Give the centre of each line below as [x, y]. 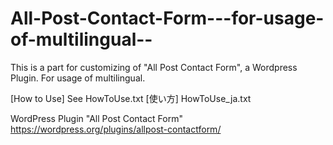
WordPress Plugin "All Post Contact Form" [97, 118]
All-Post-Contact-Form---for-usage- [167, 18]
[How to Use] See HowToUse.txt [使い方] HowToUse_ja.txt [131, 98]
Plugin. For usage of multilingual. [78, 78]
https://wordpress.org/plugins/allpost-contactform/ [116, 129]
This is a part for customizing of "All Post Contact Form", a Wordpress [154, 67]
